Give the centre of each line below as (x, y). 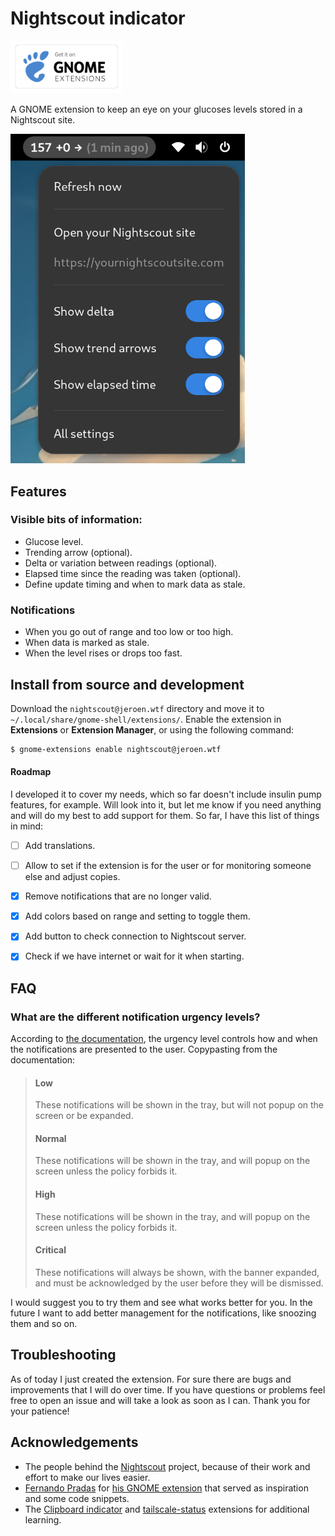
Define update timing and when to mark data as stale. (135, 584)
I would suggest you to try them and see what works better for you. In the (161, 1302)
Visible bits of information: (76, 520)
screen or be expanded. (84, 1116)
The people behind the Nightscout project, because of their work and (167, 1466)
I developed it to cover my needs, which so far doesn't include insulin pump (166, 794)
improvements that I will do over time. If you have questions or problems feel (168, 1389)
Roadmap (31, 772)
